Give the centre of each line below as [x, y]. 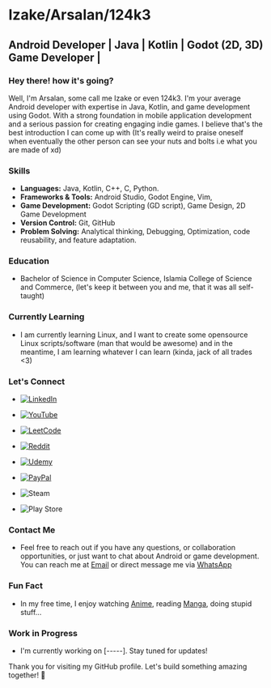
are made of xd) [35, 150]
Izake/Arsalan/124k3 [80, 15]
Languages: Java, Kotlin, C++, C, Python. [89, 189]
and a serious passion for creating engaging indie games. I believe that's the [135, 124]
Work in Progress [43, 633]
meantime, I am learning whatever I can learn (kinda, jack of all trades [136, 352]
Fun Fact [25, 586]
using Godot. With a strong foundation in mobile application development [130, 115]
